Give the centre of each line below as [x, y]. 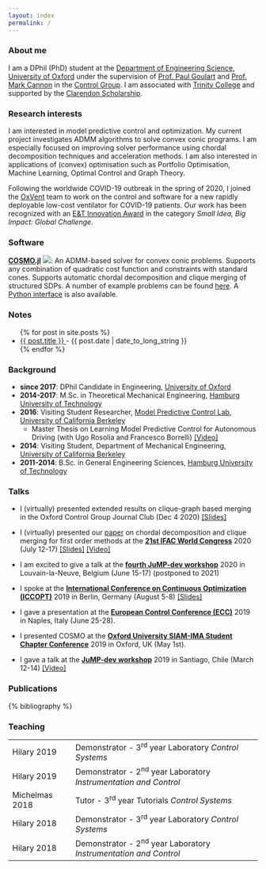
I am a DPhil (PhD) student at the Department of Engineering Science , [122, 67]
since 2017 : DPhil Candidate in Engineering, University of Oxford [125, 387]
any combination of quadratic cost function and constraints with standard [128, 269]
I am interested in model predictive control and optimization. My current [125, 131]
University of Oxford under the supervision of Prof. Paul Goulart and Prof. [127, 76]
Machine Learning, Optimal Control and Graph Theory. [97, 173]
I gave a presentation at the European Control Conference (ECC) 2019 [135, 612]
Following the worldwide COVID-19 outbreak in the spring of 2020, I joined [129, 189]
